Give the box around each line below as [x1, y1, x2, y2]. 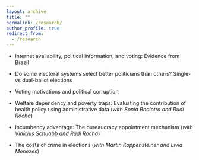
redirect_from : [6, 31, 44, 37]
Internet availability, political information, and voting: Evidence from [14, 53, 180, 59]
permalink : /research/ [6, 20, 62, 25]
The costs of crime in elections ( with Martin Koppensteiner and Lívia [14, 142, 183, 148]
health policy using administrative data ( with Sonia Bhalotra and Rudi [14, 106, 184, 113]
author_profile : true [6, 25, 60, 31]
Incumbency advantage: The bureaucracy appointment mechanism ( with [14, 124, 193, 130]
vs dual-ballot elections [14, 76, 72, 84]
